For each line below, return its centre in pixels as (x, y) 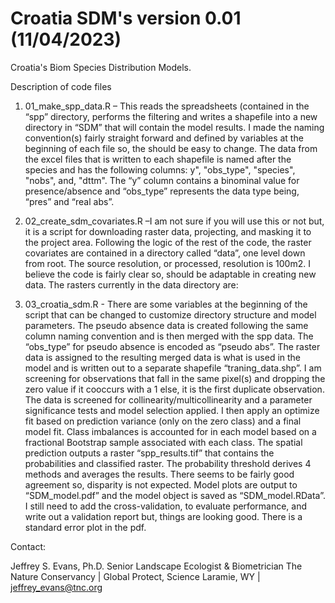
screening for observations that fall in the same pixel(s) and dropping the (175, 378)
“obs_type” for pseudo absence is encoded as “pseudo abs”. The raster (172, 346)
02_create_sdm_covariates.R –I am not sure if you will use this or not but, (174, 221)
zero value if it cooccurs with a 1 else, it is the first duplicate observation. (174, 389)
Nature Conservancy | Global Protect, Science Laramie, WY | (135, 576)
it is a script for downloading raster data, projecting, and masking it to (168, 231)
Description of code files (61, 86)
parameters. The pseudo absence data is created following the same (166, 325)
